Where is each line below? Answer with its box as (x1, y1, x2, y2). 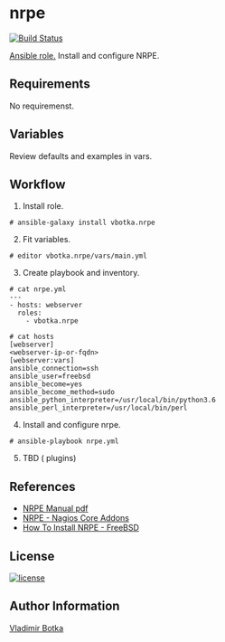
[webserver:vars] (9, 356, 75, 365)
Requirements (9, 76, 90, 92)
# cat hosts (9, 333, 54, 342)
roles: (17, 308, 42, 318)
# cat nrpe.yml (9, 285, 67, 294)
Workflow (9, 176, 66, 192)
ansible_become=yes (9, 380, 83, 389)
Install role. (22, 201, 64, 212)
